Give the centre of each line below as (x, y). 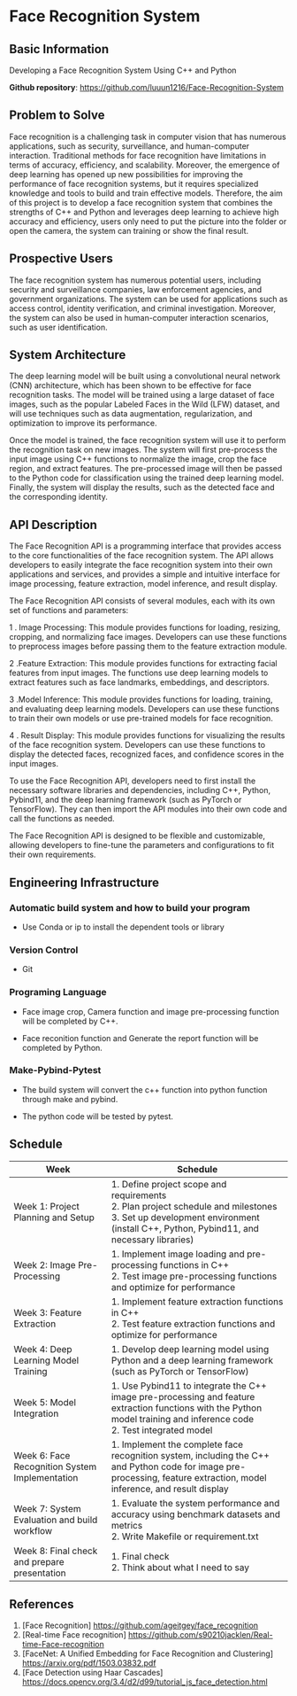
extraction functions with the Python (187, 1408)
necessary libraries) (152, 1240)
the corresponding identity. (58, 497)
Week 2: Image (45, 1264)
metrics (127, 1525)
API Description (53, 525)
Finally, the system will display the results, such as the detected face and (142, 487)
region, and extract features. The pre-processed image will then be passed (146, 469)
